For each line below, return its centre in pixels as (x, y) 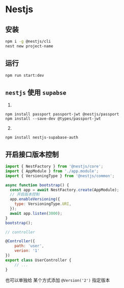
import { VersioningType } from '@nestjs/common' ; (60, 176)
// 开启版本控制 (25, 194)
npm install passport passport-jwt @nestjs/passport (62, 114)
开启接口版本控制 (32, 154)
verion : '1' (27, 251)
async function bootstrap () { (37, 185)
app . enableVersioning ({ (35, 199)
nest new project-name (29, 46)
